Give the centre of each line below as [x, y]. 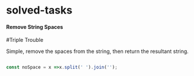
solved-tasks [39, 10]
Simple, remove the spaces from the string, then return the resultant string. [98, 51]
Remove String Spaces [35, 27]
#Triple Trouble [25, 40]
